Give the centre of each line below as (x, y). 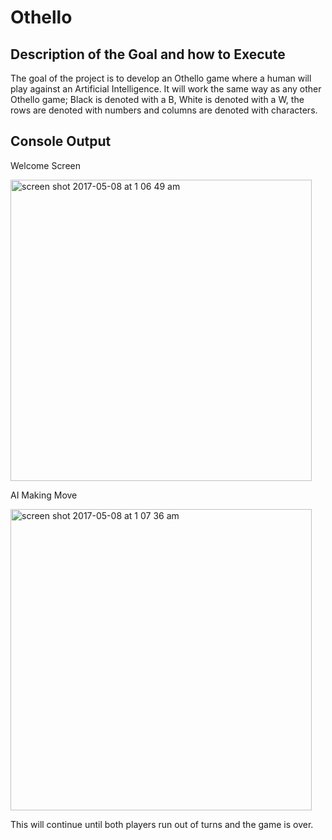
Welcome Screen (46, 165)
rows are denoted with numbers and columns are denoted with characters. (164, 110)
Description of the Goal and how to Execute (148, 54)
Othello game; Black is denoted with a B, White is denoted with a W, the (157, 99)
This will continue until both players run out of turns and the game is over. (162, 824)
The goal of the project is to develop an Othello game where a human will (161, 78)
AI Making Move (44, 495)
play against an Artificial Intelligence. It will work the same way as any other (166, 89)
